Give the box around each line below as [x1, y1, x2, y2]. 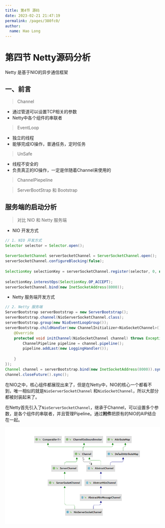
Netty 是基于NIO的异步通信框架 [5, 69, 68, 75]
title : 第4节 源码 [5, 8, 40, 13]
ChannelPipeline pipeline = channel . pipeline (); [23, 341, 124, 346]
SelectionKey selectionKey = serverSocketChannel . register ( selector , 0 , [5, 269, 157, 274]
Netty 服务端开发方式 [12, 294, 55, 300]
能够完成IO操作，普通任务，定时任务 [12, 141, 86, 147]
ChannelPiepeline [17, 177, 53, 183]
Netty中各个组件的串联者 [12, 115, 62, 121]
